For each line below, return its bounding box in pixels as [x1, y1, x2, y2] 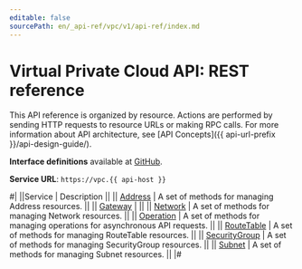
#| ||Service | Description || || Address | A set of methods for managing [9, 191, 274, 202]
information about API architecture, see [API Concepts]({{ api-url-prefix [9, 129, 276, 140]
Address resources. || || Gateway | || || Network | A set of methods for [9, 201, 269, 212]
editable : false [9, 13, 71, 23]
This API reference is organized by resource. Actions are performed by [9, 110, 273, 120]
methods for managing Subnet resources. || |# [9, 249, 183, 260]
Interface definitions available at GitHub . [9, 156, 163, 168]
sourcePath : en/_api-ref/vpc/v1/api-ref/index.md [9, 22, 201, 31]
